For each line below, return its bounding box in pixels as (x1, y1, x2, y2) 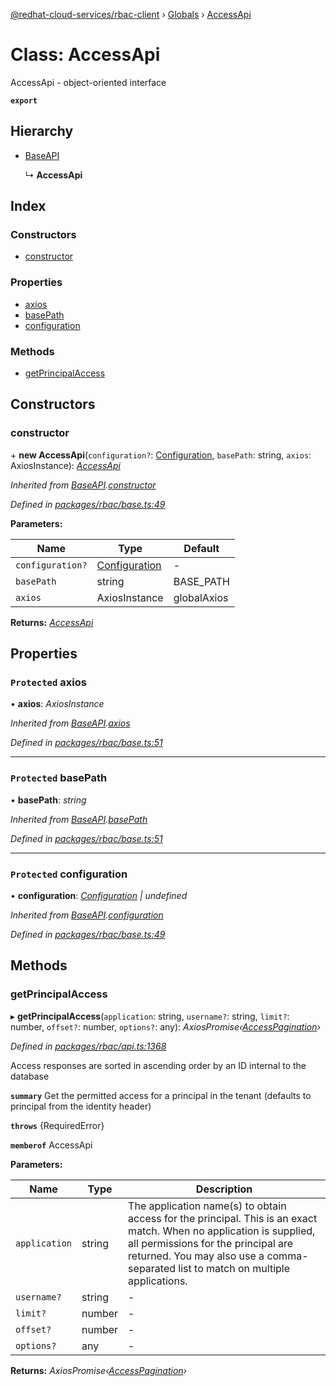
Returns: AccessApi (10, 616, 94, 628)
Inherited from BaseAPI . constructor (10, 479, 157, 491)
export (10, 95, 38, 106)
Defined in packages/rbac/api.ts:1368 (10, 1040, 167, 1052)
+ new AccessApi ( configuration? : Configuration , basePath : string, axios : (10, 449, 312, 461)
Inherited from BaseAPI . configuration (10, 909, 164, 921)
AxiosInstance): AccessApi (10, 459, 121, 471)
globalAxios (173, 590, 229, 604)
